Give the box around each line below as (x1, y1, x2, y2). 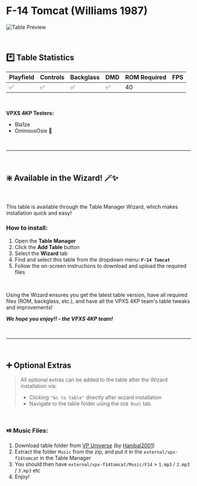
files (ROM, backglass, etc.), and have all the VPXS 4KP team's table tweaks (6, 297, 191, 304)
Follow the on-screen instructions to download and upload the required (14, 262, 186, 269)
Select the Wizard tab (14, 250, 68, 257)
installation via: (20, 382, 57, 389)
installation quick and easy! (6, 209, 72, 216)
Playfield (9, 73, 35, 81)
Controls (40, 73, 65, 81)
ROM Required (125, 73, 167, 81)
